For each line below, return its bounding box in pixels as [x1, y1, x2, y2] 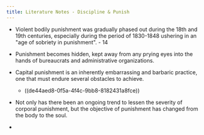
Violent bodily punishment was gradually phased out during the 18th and [15, 26, 198, 33]
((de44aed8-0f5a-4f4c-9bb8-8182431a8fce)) [24, 86, 140, 94]
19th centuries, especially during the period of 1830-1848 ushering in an [15, 32, 197, 40]
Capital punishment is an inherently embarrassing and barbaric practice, [15, 68, 197, 76]
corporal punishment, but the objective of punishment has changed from [15, 105, 199, 112]
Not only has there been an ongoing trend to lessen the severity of [15, 99, 183, 106]
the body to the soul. [15, 111, 68, 119]
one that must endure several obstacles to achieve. [15, 75, 144, 82]
